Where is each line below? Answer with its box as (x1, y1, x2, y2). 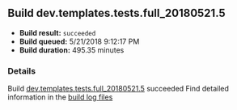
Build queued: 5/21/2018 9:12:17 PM (19, 36, 140, 46)
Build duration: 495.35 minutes (19, 44, 125, 55)
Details (7, 65, 36, 76)
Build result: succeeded (19, 27, 96, 37)
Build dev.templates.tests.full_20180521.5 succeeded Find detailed (7, 84, 230, 94)
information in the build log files (7, 92, 113, 102)
